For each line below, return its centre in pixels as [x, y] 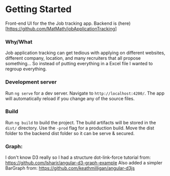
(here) [124, 23]
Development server [31, 82]
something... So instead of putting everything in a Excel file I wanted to [79, 64]
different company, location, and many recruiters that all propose [73, 58]
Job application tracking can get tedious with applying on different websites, [85, 53]
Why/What [19, 41]
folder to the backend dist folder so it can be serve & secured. [70, 133]
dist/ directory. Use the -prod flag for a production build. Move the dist [80, 128]
